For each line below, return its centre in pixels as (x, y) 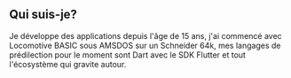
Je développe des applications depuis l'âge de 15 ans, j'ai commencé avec (145, 35)
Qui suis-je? (43, 15)
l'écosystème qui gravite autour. (68, 64)
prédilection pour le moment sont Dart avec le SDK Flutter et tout (128, 55)
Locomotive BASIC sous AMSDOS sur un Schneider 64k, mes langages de (145, 45)
